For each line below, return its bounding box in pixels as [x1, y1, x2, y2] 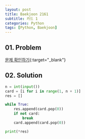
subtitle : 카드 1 [5, 16, 38, 21]
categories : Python [5, 20, 44, 26]
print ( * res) [5, 129, 29, 134]
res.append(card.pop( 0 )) [14, 107, 64, 112]
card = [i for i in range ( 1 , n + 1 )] [5, 89, 81, 94]
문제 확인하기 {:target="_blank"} [5, 57, 66, 62]
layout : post [5, 7, 31, 12]
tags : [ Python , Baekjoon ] [5, 25, 57, 30]
